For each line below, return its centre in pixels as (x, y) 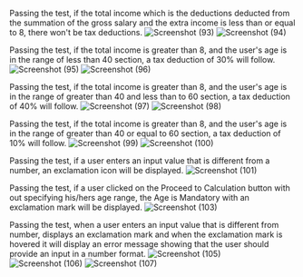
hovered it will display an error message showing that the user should (139, 244)
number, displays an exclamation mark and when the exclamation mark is (146, 234)
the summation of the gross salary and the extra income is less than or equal (152, 23)
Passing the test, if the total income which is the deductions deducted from (150, 13)
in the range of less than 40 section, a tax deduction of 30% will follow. (142, 59)
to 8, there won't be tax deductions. (76, 32)
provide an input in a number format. (78, 254)
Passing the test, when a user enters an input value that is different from (144, 225)
